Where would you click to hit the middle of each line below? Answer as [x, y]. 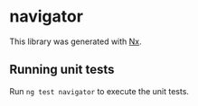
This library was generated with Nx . [75, 41]
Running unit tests [62, 70]
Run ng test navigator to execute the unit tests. [99, 91]
